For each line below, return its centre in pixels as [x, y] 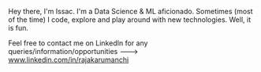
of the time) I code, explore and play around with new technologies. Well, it [129, 20]
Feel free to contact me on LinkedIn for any [78, 43]
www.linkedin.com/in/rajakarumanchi [69, 59]
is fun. [19, 28]
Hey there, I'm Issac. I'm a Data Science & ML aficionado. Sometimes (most [131, 11]
